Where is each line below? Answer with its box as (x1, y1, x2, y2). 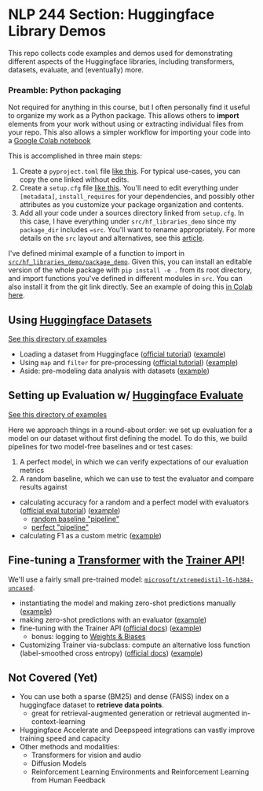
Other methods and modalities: (19, 742, 120, 752)
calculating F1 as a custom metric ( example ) (19, 530, 163, 540)
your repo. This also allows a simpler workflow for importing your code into (8, 128, 251, 137)
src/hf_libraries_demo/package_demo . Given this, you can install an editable (8, 257, 253, 267)
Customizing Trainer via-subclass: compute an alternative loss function (19, 640, 250, 649)
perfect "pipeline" (31, 522, 89, 532)
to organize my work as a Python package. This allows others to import (8, 111, 239, 120)
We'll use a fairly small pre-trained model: (8, 575, 143, 584)
